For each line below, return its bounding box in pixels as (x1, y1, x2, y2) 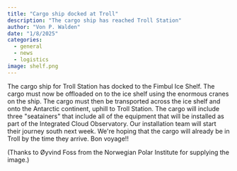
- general (13, 43, 42, 50)
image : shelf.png (7, 63, 59, 70)
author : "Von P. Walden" (7, 23, 81, 30)
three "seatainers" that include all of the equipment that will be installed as (7, 112, 224, 120)
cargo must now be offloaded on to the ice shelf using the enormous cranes (7, 89, 229, 98)
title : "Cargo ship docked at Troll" (7, 10, 119, 18)
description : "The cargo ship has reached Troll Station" (7, 17, 182, 24)
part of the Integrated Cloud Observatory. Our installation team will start (7, 119, 217, 127)
